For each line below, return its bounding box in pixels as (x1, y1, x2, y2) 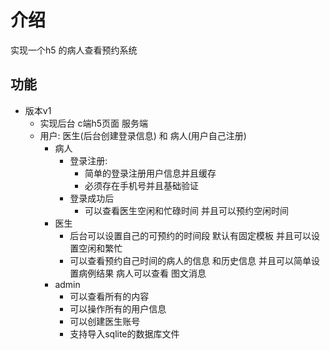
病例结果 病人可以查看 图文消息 (78, 267, 207, 279)
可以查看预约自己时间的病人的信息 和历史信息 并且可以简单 (69, 254, 312, 266)
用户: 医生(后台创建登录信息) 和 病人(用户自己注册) (39, 129, 247, 141)
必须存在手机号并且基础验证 (84, 179, 199, 191)
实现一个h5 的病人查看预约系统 (10, 44, 138, 56)
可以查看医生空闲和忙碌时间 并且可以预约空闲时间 (84, 204, 289, 216)
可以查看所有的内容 (69, 290, 150, 302)
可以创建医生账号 (69, 315, 141, 327)
